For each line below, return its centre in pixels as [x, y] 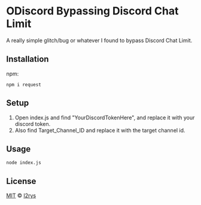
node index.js [24, 163]
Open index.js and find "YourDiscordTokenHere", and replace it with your [105, 117]
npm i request [24, 85]
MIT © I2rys [21, 195]
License [21, 181]
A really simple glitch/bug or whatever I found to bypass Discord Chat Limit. [99, 40]
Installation [28, 59]
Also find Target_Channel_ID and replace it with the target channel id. [100, 130]
